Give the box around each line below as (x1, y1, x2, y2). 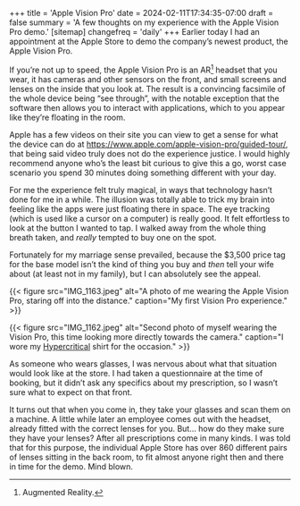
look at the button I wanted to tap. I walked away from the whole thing (9, 223, 266, 233)
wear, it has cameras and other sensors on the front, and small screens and (9, 73, 287, 84)
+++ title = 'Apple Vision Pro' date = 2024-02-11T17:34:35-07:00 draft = (9, 8, 274, 18)
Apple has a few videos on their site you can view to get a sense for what (9, 129, 279, 139)
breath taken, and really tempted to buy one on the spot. (9, 232, 217, 242)
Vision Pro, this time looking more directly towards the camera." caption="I (9, 331, 284, 342)
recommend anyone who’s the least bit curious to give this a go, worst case (9, 157, 287, 168)
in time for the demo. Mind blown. (9, 460, 134, 472)
